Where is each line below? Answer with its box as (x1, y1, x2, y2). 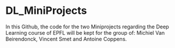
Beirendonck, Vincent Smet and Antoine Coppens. (5, 35, 127, 42)
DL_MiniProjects (5, 4, 87, 17)
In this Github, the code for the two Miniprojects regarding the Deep (5, 23, 170, 30)
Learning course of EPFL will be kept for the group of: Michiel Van (5, 29, 165, 36)
